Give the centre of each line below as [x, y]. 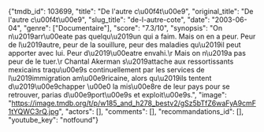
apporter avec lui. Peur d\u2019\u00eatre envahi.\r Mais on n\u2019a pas [127, 53]
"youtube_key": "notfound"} [54, 120]
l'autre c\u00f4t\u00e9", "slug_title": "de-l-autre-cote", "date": [109, 20]
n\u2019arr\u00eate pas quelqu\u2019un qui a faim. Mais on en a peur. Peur [132, 36]
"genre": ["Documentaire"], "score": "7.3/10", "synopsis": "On [123, 28]
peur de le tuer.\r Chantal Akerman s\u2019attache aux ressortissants [121, 61]
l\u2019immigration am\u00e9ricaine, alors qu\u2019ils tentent [110, 78]
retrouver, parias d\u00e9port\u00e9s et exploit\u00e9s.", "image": [117, 95]
